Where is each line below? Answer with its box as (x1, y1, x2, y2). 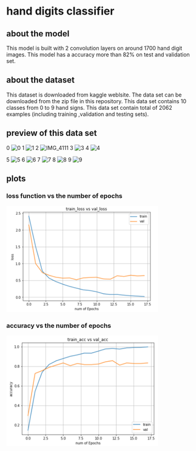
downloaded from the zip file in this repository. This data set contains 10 (6, 97, 187, 104)
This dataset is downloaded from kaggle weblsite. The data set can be (6, 91, 182, 98)
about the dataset (6, 75, 75, 86)
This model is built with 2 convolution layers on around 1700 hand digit (6, 44, 183, 52)
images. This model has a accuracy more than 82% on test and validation (6, 51, 190, 58)
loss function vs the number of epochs (6, 191, 123, 200)
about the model (6, 29, 70, 39)
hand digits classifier (6, 4, 115, 18)
